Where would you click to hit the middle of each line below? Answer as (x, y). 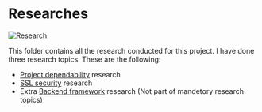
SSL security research (56, 83)
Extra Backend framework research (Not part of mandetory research (132, 91)
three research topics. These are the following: (85, 59)
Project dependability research (70, 74)
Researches (48, 14)
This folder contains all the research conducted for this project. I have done (131, 50)
